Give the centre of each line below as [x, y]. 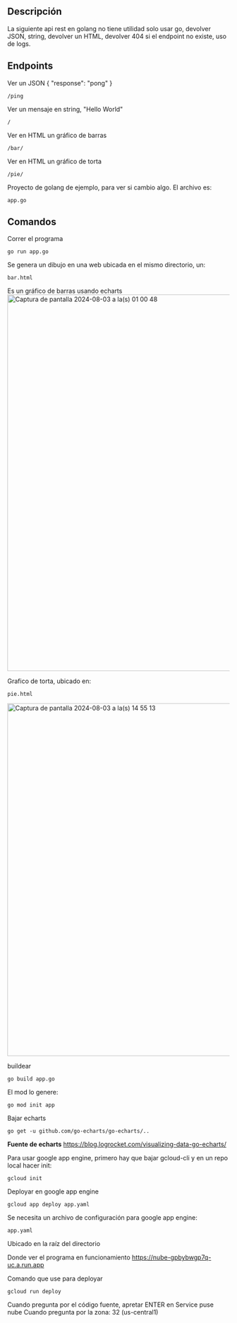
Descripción [35, 12]
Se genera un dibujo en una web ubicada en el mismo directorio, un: [107, 265]
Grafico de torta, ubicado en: [49, 681]
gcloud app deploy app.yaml [49, 1205]
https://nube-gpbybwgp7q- [171, 1257]
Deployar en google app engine [53, 1191]
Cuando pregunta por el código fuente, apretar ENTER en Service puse [110, 1305]
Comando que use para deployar [55, 1278]
